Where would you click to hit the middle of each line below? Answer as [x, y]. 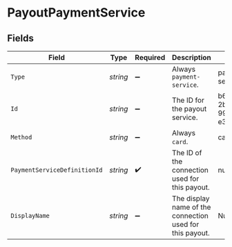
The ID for [188, 100]
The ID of [187, 153]
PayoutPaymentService [76, 13]
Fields [21, 38]
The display [191, 198]
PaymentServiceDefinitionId [57, 170]
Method [21, 137]
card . [180, 141]
